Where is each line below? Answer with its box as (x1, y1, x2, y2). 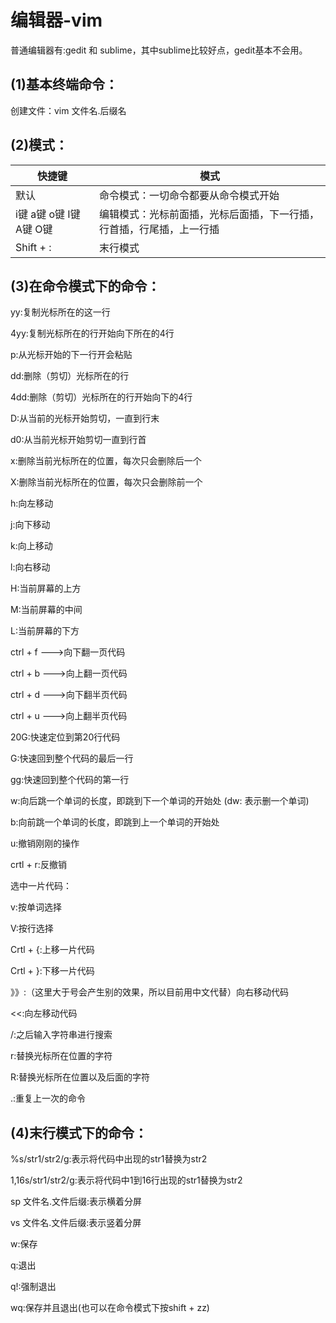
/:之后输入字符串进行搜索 (10, 1029, 113, 1041)
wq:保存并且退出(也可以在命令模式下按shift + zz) (10, 1302, 210, 1314)
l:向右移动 (10, 561, 51, 573)
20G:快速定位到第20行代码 (10, 731, 121, 743)
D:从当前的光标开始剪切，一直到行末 (10, 412, 160, 425)
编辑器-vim (10, 9, 103, 32)
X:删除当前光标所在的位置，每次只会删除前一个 (10, 476, 203, 488)
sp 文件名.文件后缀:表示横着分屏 (10, 1196, 142, 1208)
